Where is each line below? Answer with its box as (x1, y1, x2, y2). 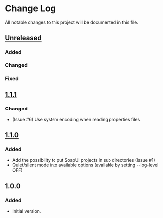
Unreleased (5, 34, 42, 42)
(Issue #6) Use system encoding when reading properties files (12, 116, 140, 122)
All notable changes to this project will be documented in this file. (5, 19, 139, 25)
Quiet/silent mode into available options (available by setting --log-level (12, 162, 159, 168)
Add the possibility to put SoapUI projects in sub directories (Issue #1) (12, 157, 155, 163)
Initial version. (12, 208, 41, 214)
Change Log (5, 3, 56, 14)
